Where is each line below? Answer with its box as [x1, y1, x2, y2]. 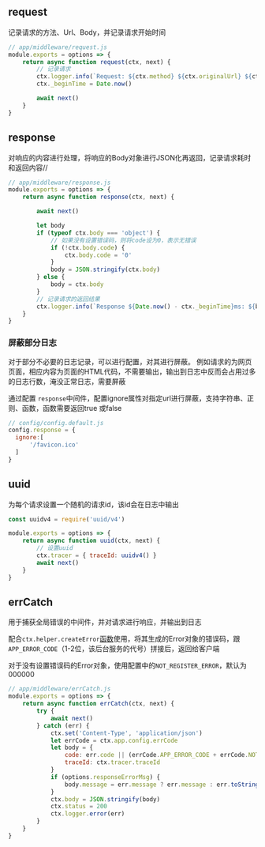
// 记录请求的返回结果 [36, 295, 100, 303]
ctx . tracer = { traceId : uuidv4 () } [36, 551, 157, 559]
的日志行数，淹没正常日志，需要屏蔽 [8, 376, 126, 386]
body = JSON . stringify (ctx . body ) [50, 265, 160, 274]
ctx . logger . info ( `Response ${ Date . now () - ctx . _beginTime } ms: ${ [36, 303, 256, 311]
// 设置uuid [36, 544, 73, 552]
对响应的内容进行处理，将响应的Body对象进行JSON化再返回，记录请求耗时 [8, 152, 252, 162]
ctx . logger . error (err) [50, 810, 125, 818]
